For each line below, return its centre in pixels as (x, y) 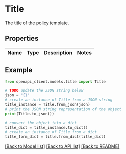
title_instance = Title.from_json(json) (48, 105)
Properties (22, 39)
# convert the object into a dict (41, 123)
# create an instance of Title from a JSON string (59, 100)
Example (19, 70)
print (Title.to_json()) (30, 114)
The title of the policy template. (37, 23)
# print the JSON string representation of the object (63, 109)
